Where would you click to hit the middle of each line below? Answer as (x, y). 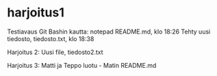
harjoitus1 (36, 13)
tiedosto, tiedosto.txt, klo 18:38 (51, 38)
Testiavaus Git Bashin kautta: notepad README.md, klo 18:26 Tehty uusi (109, 31)
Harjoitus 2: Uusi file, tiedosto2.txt (55, 52)
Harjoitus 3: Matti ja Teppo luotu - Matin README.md (82, 65)
